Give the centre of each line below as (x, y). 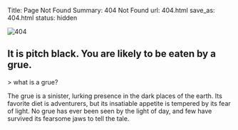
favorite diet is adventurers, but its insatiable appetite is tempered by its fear (119, 103)
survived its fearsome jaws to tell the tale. (68, 118)
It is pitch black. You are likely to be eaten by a (112, 54)
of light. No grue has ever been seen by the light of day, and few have (110, 111)
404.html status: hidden (42, 18)
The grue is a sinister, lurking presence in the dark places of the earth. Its (115, 96)
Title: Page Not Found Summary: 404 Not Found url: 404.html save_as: (111, 10)
